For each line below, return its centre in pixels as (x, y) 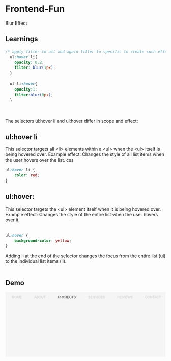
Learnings (22, 39)
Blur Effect (16, 23)
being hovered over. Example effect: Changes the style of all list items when (85, 154)
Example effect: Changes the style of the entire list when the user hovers (82, 214)
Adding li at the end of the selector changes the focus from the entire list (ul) (85, 256)
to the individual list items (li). (36, 261)
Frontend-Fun (35, 9)
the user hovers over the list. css (39, 160)
